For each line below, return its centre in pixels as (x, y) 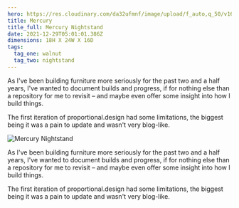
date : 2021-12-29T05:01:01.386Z (55, 34)
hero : (15, 14)
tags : (15, 47)
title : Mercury (30, 21)
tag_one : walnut (38, 54)
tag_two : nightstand (44, 61)
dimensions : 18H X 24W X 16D (51, 41)
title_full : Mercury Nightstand (55, 27)
